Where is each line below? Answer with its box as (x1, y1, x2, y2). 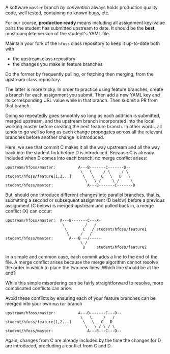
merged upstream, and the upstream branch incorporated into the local (5, 118, 155, 124)
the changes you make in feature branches (12, 61, 103, 67)
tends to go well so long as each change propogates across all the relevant (5, 129, 163, 135)
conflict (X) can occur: (5, 208, 52, 214)
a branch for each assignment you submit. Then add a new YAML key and (5, 92, 160, 98)
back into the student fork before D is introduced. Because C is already (5, 150, 154, 155)
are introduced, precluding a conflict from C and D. (5, 343, 112, 349)
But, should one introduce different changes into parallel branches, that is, (5, 192, 161, 198)
